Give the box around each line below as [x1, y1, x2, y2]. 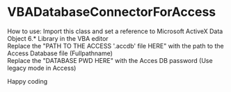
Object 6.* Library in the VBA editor [7, 34, 109, 42]
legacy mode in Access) [7, 64, 77, 72]
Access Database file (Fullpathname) [7, 49, 113, 57]
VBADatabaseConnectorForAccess [7, 4, 216, 20]
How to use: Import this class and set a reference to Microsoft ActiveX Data [7, 27, 223, 35]
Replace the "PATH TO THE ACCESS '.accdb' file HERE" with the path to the [7, 42, 224, 50]
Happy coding [7, 77, 48, 85]
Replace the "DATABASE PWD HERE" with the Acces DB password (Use [7, 56, 214, 64]
